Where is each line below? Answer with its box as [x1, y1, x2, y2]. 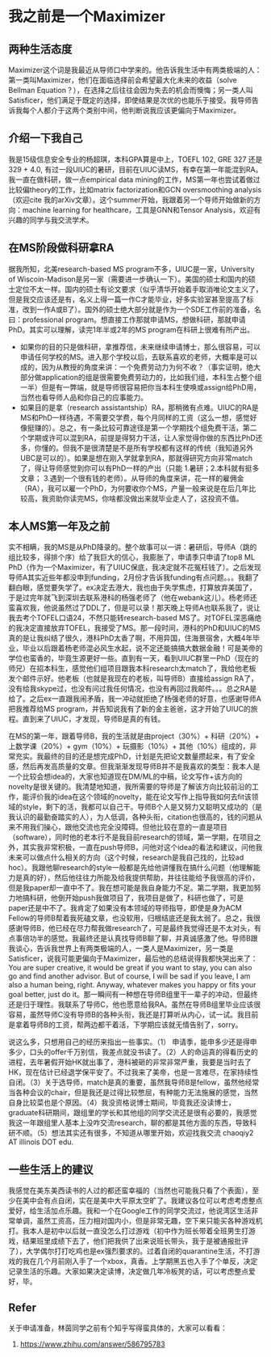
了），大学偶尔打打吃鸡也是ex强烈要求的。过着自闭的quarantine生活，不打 [8, 1246, 254, 1256]
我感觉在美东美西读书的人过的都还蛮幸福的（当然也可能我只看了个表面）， [8, 1186, 252, 1195]
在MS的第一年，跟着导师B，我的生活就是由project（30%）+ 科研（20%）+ [8, 731, 260, 741]
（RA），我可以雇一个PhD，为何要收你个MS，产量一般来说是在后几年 [19, 483, 249, 493]
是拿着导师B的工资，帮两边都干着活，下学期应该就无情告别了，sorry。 [8, 1020, 243, 1029]
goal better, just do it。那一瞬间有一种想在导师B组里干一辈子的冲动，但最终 [8, 990, 258, 1000]
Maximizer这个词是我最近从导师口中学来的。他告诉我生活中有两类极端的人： [8, 66, 262, 74]
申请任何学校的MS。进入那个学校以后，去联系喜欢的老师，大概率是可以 [19, 352, 258, 361]
